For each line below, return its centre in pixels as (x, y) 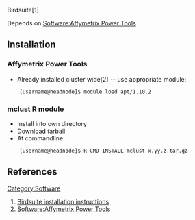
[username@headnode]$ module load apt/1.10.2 (86, 92)
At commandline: (41, 138)
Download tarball (41, 131)
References (32, 172)
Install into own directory (52, 123)
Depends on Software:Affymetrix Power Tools (72, 23)
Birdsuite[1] (23, 10)
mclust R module (36, 109)
